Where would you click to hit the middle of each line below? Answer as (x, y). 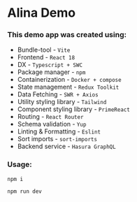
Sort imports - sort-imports (57, 139)
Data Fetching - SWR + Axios (58, 94)
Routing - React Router (50, 117)
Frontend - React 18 (46, 57)
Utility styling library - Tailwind (62, 102)
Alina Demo (42, 13)
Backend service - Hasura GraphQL (67, 146)
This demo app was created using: (67, 35)
